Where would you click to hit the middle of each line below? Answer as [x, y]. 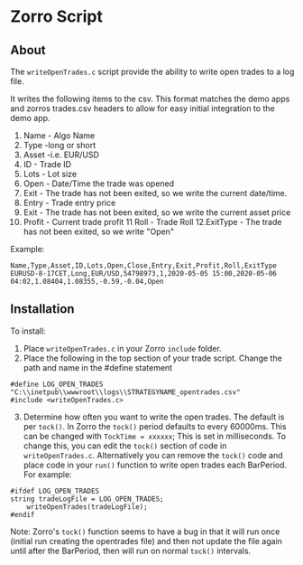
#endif [23, 514]
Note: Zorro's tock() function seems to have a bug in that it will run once [145, 532]
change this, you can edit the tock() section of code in [125, 446]
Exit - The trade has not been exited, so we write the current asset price [157, 212]
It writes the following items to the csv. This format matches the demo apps [150, 99]
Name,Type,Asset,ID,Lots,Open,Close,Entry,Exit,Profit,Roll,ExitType [144, 266]
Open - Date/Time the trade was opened [99, 184]
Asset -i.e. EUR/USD [61, 155]
